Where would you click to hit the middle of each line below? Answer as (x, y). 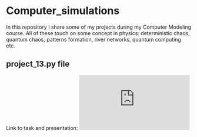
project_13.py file (38, 64)
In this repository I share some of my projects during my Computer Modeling (99, 27)
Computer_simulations (63, 11)
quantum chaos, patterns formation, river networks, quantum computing (94, 39)
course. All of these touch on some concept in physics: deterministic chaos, (98, 33)
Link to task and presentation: (42, 128)
